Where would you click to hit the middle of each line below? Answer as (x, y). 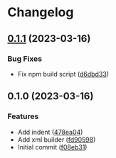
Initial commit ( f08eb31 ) (52, 147)
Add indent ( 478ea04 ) (50, 132)
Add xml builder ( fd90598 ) (57, 140)
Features (23, 116)
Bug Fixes (25, 59)
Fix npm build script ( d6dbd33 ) (63, 74)
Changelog (41, 12)
